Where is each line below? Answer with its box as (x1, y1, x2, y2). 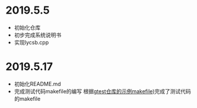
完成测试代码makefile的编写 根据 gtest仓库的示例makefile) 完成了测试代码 (14, 87, 191, 95)
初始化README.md (14, 80, 61, 87)
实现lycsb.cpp (14, 39, 49, 46)
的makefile (14, 95, 41, 102)
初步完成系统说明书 (14, 31, 62, 39)
